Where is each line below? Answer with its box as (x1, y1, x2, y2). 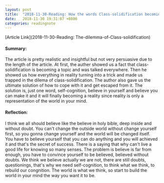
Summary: (5, 45, 27, 52)
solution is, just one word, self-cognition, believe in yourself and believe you (5, 88, 158, 94)
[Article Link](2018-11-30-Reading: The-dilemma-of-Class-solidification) (5, 34, 151, 40)
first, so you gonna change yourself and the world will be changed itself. (5, 131, 150, 136)
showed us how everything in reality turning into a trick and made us (5, 72, 143, 78)
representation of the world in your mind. (5, 98, 87, 104)
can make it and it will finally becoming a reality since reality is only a (5, 93, 144, 99)
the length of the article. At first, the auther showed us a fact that (5, 62, 136, 68)
